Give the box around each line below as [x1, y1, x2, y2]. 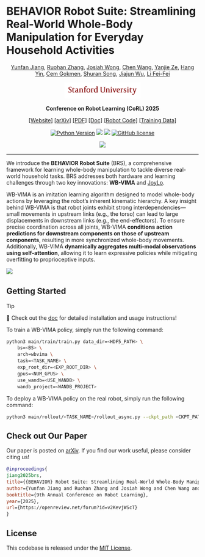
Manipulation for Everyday [6, 31, 144, 44]
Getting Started [6, 286, 67, 297]
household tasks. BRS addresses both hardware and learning [21, 172, 176, 180]
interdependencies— [133, 204, 186, 211]
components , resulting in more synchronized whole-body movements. [6, 236, 184, 243]
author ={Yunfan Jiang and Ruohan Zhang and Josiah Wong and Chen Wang [6, 485, 190, 492]
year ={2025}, [6, 498, 40, 504]
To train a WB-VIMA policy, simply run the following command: [6, 326, 164, 333]
